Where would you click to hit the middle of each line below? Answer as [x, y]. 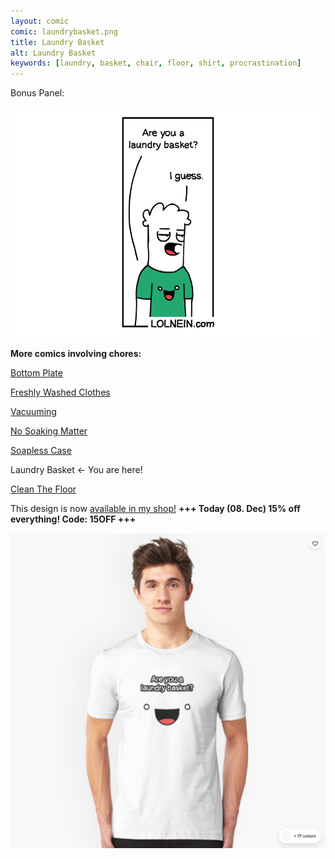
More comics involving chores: [76, 353]
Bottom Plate [36, 372]
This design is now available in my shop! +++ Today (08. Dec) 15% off [155, 508]
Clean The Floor [43, 489]
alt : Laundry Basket [53, 53]
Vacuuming [33, 411]
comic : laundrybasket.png [64, 31]
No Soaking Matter [49, 431]
